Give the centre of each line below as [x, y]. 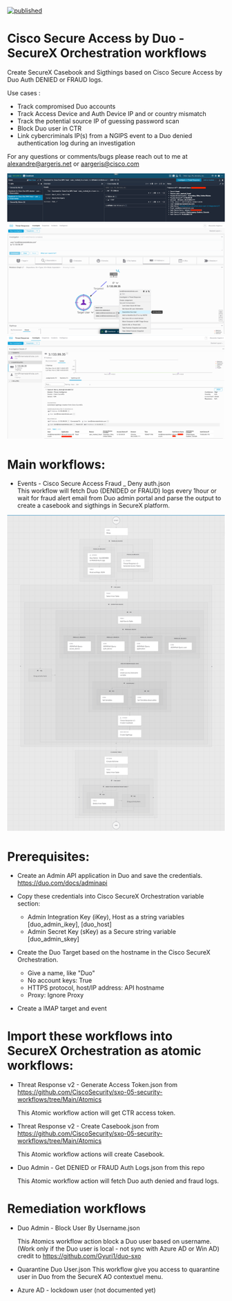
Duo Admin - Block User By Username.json [78, 1228]
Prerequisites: [48, 857]
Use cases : [24, 92]
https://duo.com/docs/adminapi [62, 883]
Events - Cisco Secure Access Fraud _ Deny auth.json [94, 484]
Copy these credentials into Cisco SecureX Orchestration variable [110, 897]
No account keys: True [60, 981]
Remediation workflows [77, 1209]
